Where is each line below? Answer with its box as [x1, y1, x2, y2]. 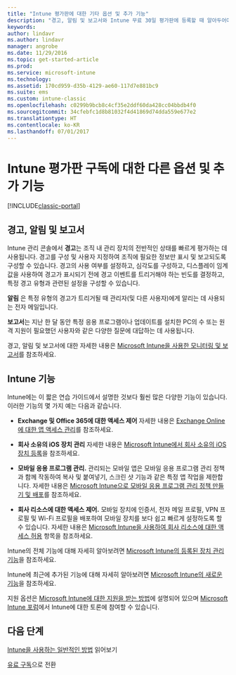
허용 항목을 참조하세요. [30, 532, 93, 540]
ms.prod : [7, 63, 33, 70]
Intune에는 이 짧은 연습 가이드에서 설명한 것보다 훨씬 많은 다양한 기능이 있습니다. [7, 392, 228, 401]
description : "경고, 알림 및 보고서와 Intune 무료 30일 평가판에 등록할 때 [7, 17, 204, 24]
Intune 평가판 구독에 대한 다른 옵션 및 [7, 160, 211, 176]
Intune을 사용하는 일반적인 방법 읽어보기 [7, 645, 118, 654]
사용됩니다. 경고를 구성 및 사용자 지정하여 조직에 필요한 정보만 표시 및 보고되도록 [7, 252, 227, 261]
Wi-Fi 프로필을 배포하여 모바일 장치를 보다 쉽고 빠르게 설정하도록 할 [38, 514, 223, 522]
